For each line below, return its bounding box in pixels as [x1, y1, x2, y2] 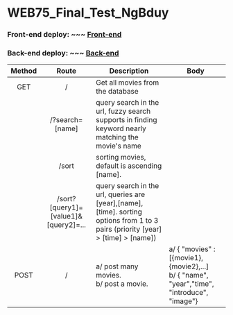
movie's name [96, 141, 142, 151]
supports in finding [96, 115, 157, 125]
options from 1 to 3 [96, 216, 159, 225]
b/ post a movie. [96, 279, 148, 289]
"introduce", [169, 288, 209, 298]
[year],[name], [96, 198, 144, 208]
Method [10, 66, 37, 76]
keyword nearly [96, 124, 147, 133]
